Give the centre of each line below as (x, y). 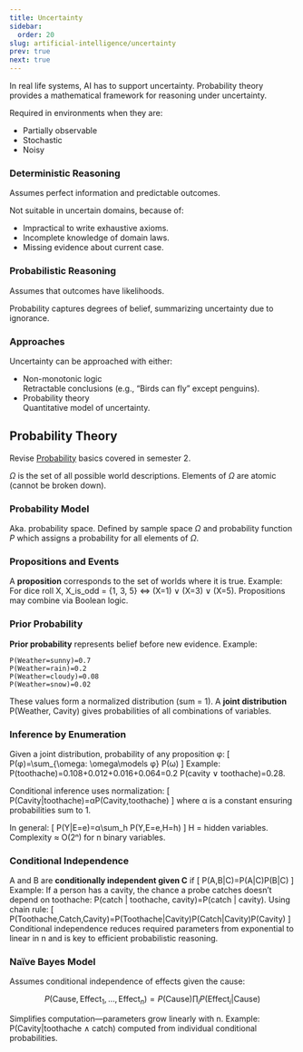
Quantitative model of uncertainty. (86, 407)
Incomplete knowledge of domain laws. (96, 238)
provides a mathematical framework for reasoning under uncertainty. (138, 95)
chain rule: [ (32, 910)
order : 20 (36, 34)
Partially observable (60, 131)
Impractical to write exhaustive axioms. (96, 229)
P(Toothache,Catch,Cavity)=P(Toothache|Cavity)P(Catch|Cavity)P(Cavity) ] (150, 919)
